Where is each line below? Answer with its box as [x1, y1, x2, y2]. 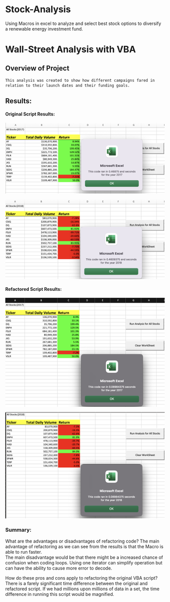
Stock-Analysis [5, 4, 71, 15]
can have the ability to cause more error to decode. [5, 565, 112, 571]
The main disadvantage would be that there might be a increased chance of [5, 554, 163, 560]
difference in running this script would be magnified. [5, 591, 114, 597]
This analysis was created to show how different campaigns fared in [5, 78, 155, 83]
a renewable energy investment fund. [5, 25, 83, 32]
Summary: [5, 526, 32, 533]
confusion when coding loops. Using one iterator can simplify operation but [5, 559, 163, 565]
